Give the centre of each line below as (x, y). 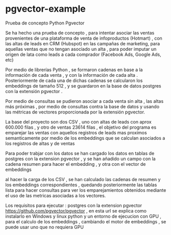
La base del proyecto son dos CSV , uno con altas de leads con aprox (78, 122)
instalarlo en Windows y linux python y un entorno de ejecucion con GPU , (83, 216)
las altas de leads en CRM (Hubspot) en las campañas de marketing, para (83, 43)
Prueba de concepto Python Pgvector (45, 23)
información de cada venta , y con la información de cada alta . (71, 75)
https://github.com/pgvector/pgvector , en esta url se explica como (76, 211)
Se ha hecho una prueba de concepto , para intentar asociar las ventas (80, 33)
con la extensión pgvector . (34, 91)
